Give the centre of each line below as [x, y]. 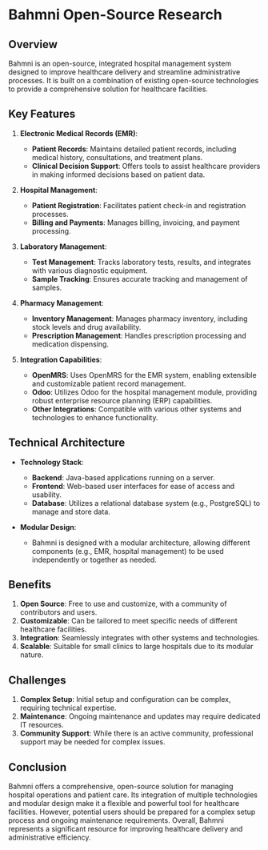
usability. [47, 495]
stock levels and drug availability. [86, 327]
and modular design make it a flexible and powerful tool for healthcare [124, 804]
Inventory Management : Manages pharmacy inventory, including [140, 319]
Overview [33, 44]
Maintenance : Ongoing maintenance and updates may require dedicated [140, 716]
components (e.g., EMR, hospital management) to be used [128, 551]
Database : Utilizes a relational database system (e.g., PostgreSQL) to [146, 503]
